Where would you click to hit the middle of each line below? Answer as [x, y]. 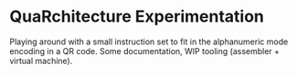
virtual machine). [41, 60]
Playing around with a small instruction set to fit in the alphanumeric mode [149, 42]
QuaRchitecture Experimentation [137, 17]
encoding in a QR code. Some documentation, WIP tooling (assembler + [145, 51]
